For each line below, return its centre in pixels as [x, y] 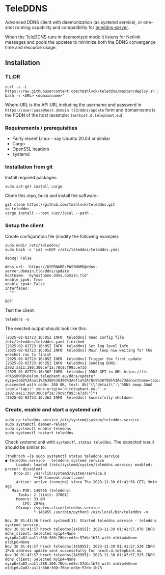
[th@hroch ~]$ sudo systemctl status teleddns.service [62, 456]
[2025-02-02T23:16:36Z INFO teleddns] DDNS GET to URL [63, 372]
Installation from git [29, 166]
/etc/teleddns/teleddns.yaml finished [45, 342]
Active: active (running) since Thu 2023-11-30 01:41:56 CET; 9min [86, 482]
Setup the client [25, 225]
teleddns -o [17, 319]
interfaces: [17, 288]
